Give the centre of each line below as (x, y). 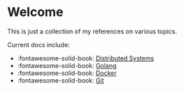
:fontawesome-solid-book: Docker (67, 73)
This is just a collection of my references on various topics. (92, 31)
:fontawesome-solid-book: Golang (67, 65)
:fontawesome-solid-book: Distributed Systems (86, 58)
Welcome (35, 12)
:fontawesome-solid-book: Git (61, 80)
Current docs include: (38, 44)
